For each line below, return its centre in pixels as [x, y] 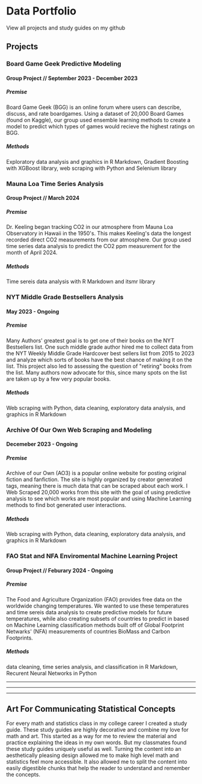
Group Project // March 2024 [43, 198]
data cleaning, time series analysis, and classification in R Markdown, [92, 667]
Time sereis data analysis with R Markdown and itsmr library [81, 282]
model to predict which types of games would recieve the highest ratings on [101, 126]
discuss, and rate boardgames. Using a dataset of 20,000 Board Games [95, 113]
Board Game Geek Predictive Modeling [64, 64]
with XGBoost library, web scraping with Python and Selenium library [91, 168]
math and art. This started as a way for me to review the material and [92, 736]
